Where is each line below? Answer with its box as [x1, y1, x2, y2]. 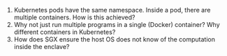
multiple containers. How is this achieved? [13, 13, 136, 21]
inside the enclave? [13, 43, 70, 50]
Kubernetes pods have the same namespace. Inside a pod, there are [13, 6, 211, 14]
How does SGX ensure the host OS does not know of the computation [13, 35, 215, 44]
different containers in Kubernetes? [13, 28, 116, 36]
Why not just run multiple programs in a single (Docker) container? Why [13, 21, 220, 28]
